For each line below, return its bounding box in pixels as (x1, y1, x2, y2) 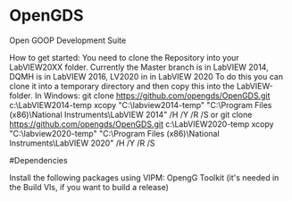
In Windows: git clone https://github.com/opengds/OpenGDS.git (34, 90, 271, 101)
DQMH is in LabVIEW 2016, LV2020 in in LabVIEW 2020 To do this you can (9, 71, 284, 81)
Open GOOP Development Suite (9, 35, 127, 46)
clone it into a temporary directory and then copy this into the (9, 80, 235, 91)
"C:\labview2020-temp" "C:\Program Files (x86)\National (9, 128, 221, 138)
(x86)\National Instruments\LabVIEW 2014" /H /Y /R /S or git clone (9, 109, 253, 120)
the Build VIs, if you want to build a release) (9, 181, 170, 192)
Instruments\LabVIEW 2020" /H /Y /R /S (9, 138, 155, 148)
